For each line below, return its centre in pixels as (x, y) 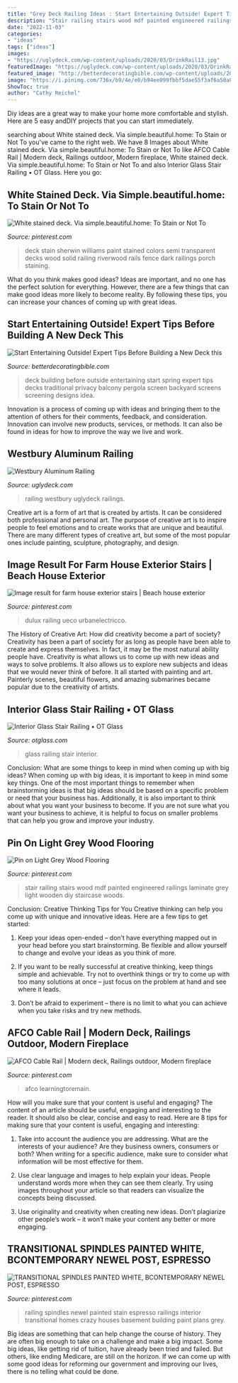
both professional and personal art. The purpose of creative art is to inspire (117, 520)
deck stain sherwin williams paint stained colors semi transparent (120, 250)
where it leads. (39, 989)
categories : (25, 34)
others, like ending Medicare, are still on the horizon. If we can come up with (119, 1356)
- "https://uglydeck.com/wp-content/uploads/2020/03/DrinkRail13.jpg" (114, 60)
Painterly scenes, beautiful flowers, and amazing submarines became (109, 680)
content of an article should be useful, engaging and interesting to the (109, 1110)
